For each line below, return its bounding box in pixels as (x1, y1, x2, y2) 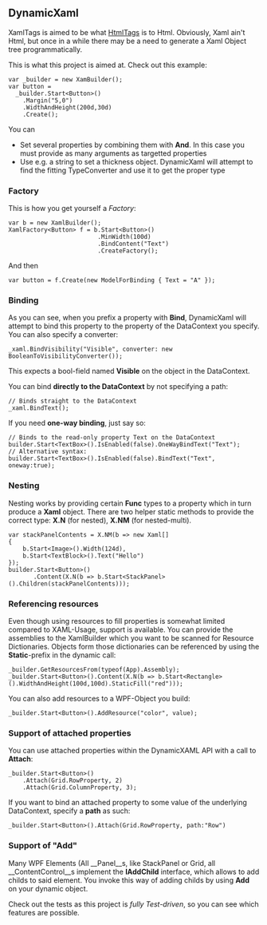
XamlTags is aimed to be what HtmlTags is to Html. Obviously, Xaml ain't (8, 27, 245, 37)
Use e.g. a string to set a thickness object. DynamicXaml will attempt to (19, 157, 253, 166)
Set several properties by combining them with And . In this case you (19, 140, 245, 149)
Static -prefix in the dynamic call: (8, 650, 116, 660)
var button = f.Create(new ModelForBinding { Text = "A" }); (8, 276, 216, 284)
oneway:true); (8, 462, 56, 470)
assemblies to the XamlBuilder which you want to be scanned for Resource (8, 633, 254, 642)
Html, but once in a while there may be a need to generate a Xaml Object (8, 36, 247, 46)
